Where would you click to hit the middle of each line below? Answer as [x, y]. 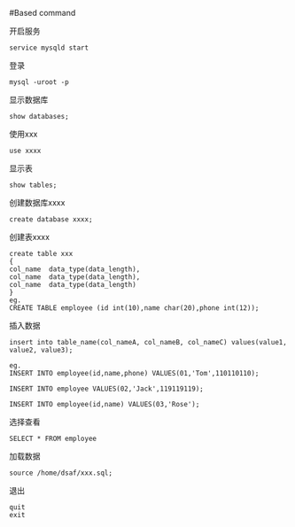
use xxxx [25, 151]
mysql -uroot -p [39, 82]
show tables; [33, 185]
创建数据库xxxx [37, 202]
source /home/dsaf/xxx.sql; [61, 473]
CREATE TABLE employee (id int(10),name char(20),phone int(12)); [134, 308]
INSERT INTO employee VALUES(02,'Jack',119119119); [106, 389]
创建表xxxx [30, 237]
